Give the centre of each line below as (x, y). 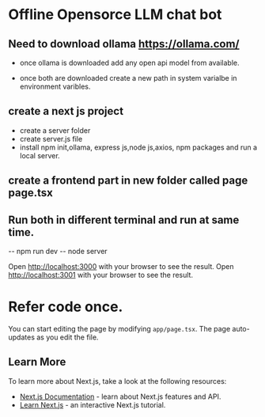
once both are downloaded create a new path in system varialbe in (128, 78)
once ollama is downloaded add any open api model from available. (129, 63)
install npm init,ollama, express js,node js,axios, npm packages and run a (138, 147)
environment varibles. (55, 86)
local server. (40, 155)
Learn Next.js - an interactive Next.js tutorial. (93, 404)
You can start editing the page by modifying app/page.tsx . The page (119, 328)
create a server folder (55, 130)
